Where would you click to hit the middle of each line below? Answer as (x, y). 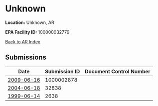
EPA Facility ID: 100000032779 (37, 32)
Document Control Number (117, 71)
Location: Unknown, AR (30, 22)
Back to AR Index (23, 42)
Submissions (26, 57)
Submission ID (62, 71)
